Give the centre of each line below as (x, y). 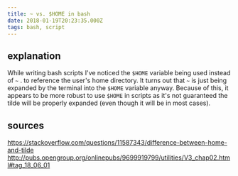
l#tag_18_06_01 (29, 165)
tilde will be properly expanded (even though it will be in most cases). (109, 103)
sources (26, 125)
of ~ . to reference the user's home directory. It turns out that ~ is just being (117, 81)
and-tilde (21, 150)
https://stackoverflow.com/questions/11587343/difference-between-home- (117, 142)
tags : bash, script (36, 27)
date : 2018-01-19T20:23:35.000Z (55, 21)
